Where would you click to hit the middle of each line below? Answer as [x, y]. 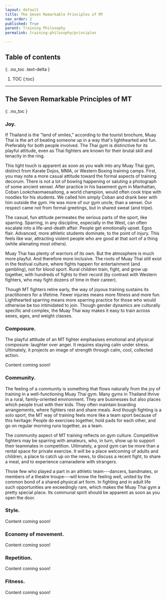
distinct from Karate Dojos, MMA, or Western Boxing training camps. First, [81, 171]
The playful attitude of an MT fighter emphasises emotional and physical [80, 339]
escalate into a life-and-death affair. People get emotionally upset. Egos [79, 228]
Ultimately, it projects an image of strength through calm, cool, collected [79, 350]
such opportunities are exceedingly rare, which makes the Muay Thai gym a [83, 487]
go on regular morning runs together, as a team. [54, 426]
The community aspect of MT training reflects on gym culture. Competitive [82, 435]
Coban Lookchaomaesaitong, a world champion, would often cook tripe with [83, 192]
